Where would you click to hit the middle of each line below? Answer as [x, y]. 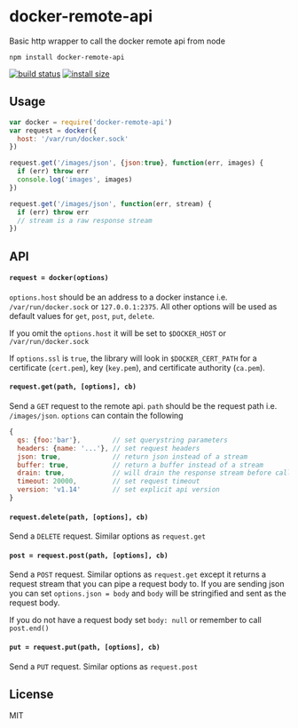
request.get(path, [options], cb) [73, 387]
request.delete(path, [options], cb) [79, 517]
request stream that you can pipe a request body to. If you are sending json [147, 584]
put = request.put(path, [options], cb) [85, 647]
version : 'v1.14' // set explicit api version [118, 490]
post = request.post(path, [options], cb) [89, 556]
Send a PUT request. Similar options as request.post [103, 666]
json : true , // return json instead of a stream [133, 456]
